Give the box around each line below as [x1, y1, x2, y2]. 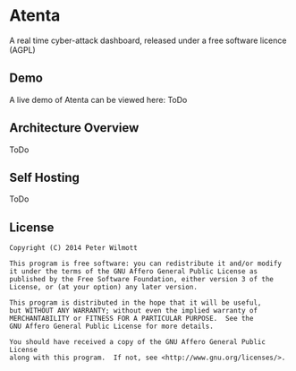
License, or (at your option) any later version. [9, 283, 199, 292]
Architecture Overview [9, 120, 140, 135]
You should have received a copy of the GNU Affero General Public [9, 338, 266, 347]
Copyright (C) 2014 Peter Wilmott [9, 244, 139, 253]
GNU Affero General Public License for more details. [9, 322, 215, 332]
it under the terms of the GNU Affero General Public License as [9, 267, 258, 276]
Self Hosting [9, 169, 80, 185]
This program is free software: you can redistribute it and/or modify [9, 259, 282, 269]
